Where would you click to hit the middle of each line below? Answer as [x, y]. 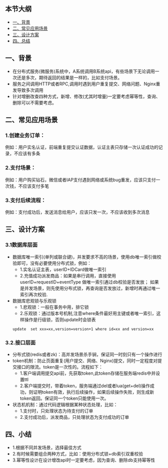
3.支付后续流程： [26, 200]
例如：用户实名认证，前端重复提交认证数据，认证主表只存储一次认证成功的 [82, 147]
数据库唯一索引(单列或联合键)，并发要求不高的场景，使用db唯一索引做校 [87, 257]
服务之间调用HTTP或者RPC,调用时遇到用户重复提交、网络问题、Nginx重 [86, 84]
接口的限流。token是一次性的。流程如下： [60, 367]
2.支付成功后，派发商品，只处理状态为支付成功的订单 [74, 417]
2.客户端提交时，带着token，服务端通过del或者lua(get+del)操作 [85, 386]
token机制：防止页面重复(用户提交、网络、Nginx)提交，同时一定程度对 [85, 361]
